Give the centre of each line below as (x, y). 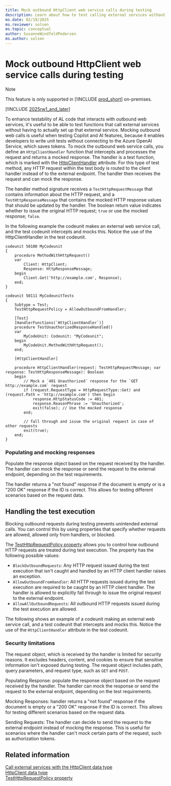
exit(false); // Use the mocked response (77, 408)
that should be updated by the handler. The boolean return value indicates (83, 205)
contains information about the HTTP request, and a (60, 194)
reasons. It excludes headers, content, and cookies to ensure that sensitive (84, 660)
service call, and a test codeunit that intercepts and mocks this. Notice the (83, 624)
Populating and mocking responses (50, 452)
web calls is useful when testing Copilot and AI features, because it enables (85, 135)
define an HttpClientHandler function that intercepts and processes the (80, 151)
